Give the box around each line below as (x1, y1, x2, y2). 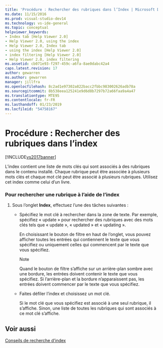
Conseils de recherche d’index (5, 337, 66, 343)
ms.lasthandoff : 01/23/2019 (5, 102, 62, 107)
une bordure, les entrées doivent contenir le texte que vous (19, 271, 138, 277)
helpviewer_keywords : (5, 30, 49, 35)
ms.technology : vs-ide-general (5, 20, 68, 26)
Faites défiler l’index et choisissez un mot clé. (19, 291, 111, 297)
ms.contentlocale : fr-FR (5, 98, 55, 103)
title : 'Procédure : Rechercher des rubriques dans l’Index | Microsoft (5, 7, 155, 12)
